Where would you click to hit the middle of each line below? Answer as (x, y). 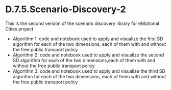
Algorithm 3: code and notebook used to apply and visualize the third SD (89, 71)
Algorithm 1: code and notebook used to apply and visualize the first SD (88, 39)
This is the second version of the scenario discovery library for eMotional (82, 23)
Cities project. (20, 28)
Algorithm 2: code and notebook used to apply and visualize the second (88, 55)
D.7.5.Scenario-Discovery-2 (66, 9)
